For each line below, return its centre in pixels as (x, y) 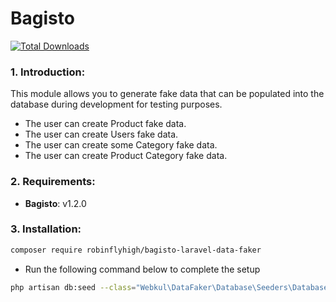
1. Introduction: (48, 72)
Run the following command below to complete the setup (142, 269)
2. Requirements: (53, 182)
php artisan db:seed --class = (73, 287)
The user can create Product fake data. (105, 124)
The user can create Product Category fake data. (126, 156)
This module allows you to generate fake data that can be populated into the (167, 94)
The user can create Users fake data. (101, 134)
